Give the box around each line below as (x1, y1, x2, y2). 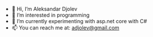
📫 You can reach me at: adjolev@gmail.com (11, 24, 119, 31)
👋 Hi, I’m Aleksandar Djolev (11, 6, 78, 12)
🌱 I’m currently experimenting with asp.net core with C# (11, 18, 147, 24)
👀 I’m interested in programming (11, 12, 90, 18)
